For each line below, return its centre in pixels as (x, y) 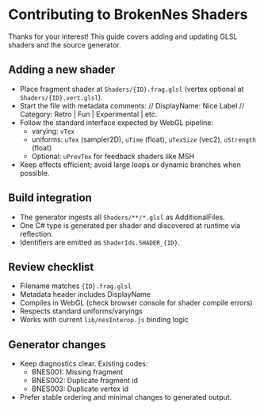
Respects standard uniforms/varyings (81, 311)
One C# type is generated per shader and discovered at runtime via (130, 225)
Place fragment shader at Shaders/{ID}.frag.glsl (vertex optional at (132, 89)
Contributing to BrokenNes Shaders (128, 15)
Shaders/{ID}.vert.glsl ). (61, 97)
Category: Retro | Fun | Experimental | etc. (88, 114)
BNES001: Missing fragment (77, 372)
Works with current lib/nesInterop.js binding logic (104, 320)
